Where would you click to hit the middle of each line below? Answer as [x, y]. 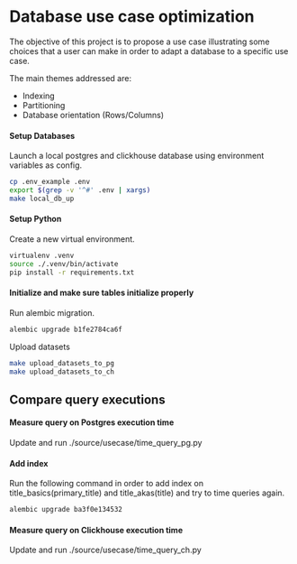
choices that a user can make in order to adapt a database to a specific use [149, 51]
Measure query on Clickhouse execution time [96, 530]
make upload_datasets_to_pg [62, 363]
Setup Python [36, 219]
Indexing [39, 96]
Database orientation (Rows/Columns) [93, 115]
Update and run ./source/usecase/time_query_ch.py [106, 550]
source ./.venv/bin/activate [64, 264]
